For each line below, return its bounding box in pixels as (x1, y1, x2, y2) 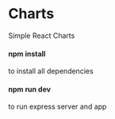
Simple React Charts (8, 31, 75, 40)
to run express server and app (8, 102, 107, 111)
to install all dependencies (8, 66, 94, 76)
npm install (8, 49, 46, 58)
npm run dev (8, 84, 52, 94)
